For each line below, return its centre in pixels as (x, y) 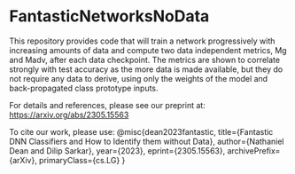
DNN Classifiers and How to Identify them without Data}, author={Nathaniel (147, 141)
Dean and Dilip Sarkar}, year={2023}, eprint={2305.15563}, (117, 150)
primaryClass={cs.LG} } (82, 160)
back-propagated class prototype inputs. (84, 88)
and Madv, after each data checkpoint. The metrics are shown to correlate (145, 59)
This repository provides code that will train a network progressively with (142, 41)
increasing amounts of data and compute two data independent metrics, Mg (148, 50)
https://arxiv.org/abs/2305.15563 (69, 115)
